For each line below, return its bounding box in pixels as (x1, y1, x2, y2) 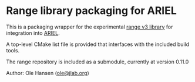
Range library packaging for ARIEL (6, 4, 177, 17)
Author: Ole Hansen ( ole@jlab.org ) (6, 69, 89, 76)
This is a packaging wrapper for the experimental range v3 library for (6, 23, 173, 30)
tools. (6, 47, 20, 54)
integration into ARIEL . (6, 29, 60, 36)
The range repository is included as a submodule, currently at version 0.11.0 (6, 58, 189, 65)
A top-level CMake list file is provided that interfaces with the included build (6, 41, 190, 48)
